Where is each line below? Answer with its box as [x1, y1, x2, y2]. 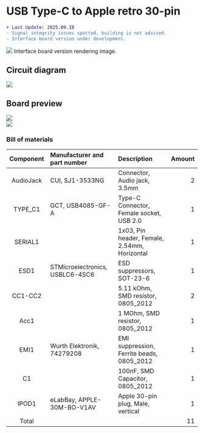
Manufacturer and [50, 151, 104, 159]
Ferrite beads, [118, 349, 158, 358]
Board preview [6, 98, 63, 109]
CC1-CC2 [12, 292, 42, 300]
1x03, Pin [118, 227, 146, 235]
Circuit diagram [6, 65, 67, 75]
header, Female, [118, 234, 164, 242]
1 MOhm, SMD [118, 309, 160, 318]
